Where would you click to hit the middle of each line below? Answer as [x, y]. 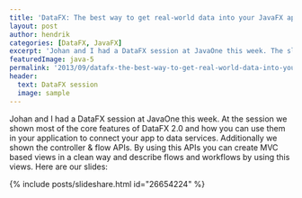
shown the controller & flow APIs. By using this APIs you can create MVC [144, 147]
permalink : [30, 68]
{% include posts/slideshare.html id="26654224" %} [107, 184]
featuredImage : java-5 [52, 59]
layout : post [34, 26]
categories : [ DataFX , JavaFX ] [66, 43]
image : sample [44, 93]
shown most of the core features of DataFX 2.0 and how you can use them [147, 128]
